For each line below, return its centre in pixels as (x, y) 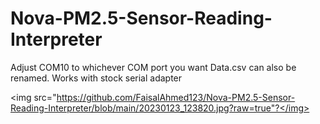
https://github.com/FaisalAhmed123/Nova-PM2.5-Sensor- (176, 97)
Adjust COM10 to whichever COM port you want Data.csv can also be (153, 67)
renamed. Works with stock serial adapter (96, 78)
